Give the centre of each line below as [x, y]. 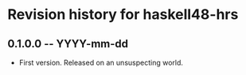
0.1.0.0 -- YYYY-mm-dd [68, 44]
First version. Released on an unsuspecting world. [101, 62]
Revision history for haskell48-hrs [123, 15]
